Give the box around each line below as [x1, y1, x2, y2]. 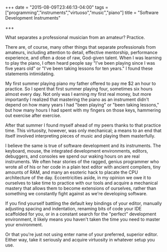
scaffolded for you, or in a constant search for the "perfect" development [5, 211, 156, 217]
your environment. [5, 222, 43, 227]
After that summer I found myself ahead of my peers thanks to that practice [5, 122, 161, 128]
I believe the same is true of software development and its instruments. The [5, 143, 161, 149]
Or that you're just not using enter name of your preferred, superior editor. [5, 231, 158, 237]
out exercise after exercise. [5, 112, 62, 118]
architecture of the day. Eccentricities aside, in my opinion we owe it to [5, 175, 151, 180]
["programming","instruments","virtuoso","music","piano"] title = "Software [5, 10, 159, 16]
